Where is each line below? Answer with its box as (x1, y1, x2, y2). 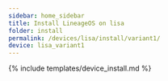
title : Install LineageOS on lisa (8, 19, 125, 27)
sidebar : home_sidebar (8, 11, 85, 20)
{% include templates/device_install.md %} (8, 63, 152, 73)
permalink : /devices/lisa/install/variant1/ (8, 34, 161, 43)
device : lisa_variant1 (8, 42, 85, 50)
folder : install (8, 26, 63, 34)
